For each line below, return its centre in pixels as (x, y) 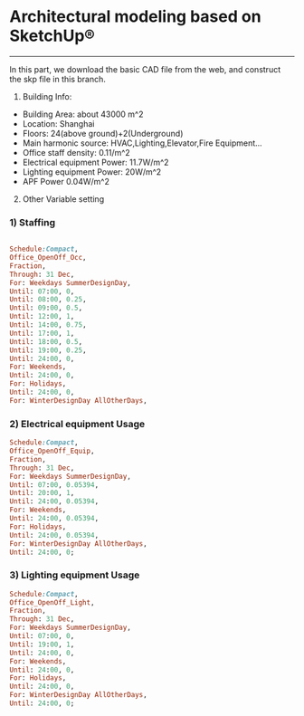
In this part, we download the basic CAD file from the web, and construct (145, 69)
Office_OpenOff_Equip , (52, 451)
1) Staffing (33, 222)
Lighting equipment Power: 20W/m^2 (92, 172)
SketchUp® (52, 36)
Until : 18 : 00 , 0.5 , (46, 341)
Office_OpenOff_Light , (52, 602)
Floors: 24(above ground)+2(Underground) (103, 133)
